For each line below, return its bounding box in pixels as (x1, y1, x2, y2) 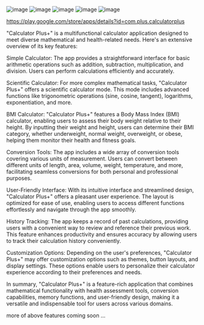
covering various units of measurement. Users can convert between (6, 155, 178, 162)
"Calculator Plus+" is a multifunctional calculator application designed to (6, 29, 189, 37)
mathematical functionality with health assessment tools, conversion (6, 287, 179, 294)
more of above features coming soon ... (6, 312, 106, 319)
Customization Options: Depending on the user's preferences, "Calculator (6, 249, 192, 256)
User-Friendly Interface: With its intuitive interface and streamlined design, (6, 187, 194, 193)
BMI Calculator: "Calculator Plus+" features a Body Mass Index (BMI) (6, 111, 180, 118)
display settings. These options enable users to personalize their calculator (6, 262, 195, 269)
